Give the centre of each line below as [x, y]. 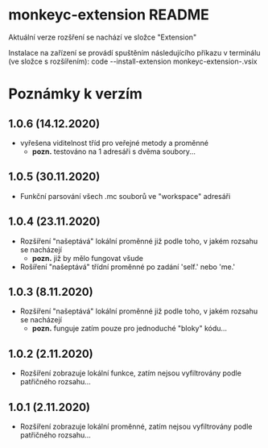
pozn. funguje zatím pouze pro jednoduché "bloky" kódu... [130, 329]
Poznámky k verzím [76, 94]
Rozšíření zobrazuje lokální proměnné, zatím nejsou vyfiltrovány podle [136, 426]
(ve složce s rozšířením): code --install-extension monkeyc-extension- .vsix [133, 61]
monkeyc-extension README [109, 15]
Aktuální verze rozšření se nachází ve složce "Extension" [103, 37]
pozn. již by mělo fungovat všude [87, 258]
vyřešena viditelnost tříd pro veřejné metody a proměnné [114, 143]
